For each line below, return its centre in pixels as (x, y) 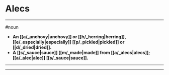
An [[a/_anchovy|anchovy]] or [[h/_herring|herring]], (69, 37)
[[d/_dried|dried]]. (32, 47)
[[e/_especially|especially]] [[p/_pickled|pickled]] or (68, 42)
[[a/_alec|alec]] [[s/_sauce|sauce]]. (50, 58)
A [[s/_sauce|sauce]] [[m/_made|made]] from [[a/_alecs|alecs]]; (81, 52)
